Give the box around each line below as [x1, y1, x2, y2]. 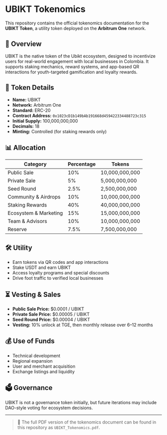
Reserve [7, 226, 27, 233]
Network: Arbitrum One [12, 102, 61, 108]
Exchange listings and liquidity [12, 368, 75, 375]
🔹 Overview [5, 40, 42, 48]
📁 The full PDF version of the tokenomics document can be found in [17, 419, 157, 425]
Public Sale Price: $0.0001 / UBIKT [12, 306, 84, 312]
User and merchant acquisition [12, 363, 76, 369]
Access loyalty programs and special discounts [12, 270, 109, 276]
